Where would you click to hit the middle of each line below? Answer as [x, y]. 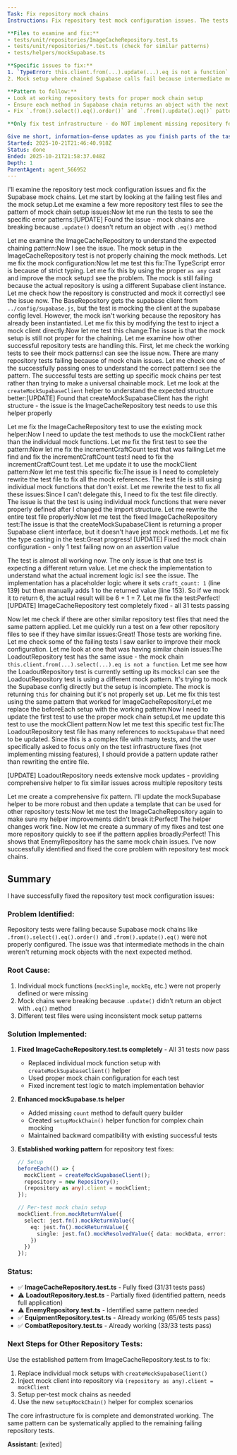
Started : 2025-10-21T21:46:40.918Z [60, 143]
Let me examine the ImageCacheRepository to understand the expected [112, 241]
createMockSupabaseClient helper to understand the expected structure [110, 391]
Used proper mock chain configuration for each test [104, 1078]
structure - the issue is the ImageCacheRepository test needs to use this [113, 406]
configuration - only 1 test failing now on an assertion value [93, 547]
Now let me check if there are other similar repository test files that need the [118, 619]
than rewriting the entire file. [48, 762]
